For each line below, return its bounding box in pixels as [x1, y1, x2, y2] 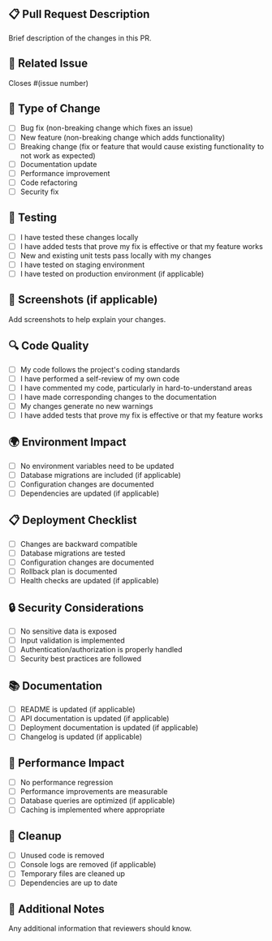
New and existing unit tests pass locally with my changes [19, 251, 212, 260]
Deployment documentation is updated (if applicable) [19, 723, 199, 733]
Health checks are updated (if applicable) [19, 576, 160, 586]
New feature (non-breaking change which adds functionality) [19, 132, 226, 142]
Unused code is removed [19, 851, 105, 861]
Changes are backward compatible [19, 539, 138, 548]
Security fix [19, 187, 59, 196]
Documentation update [19, 159, 97, 169]
